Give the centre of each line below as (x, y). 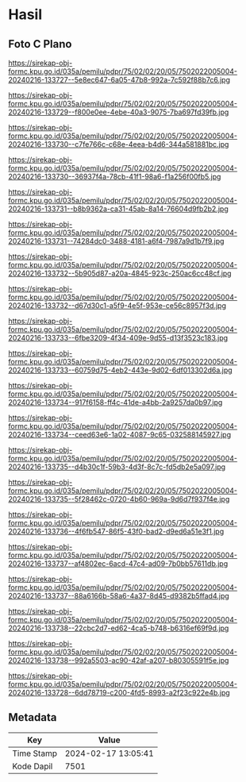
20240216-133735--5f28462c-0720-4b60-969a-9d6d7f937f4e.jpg (119, 499)
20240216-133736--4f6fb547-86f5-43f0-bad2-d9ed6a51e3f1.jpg (116, 531)
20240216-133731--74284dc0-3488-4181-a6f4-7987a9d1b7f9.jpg (116, 241)
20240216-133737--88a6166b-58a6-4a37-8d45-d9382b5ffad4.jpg (119, 596)
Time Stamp (35, 753)
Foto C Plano (40, 44)
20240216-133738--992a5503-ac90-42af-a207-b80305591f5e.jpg (119, 660)
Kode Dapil (33, 766)
